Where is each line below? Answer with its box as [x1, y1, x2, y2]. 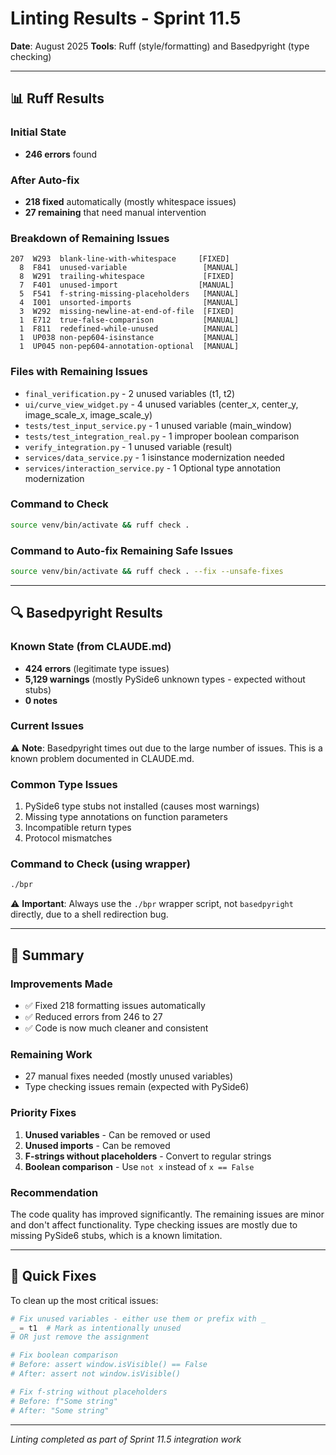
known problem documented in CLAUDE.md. [10, 752, 195, 764]
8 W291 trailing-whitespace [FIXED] [19, 272, 235, 282]
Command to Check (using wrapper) [10, 857, 192, 871]
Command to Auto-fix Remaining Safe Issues [10, 543, 234, 557]
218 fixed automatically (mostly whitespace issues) [24, 195, 237, 207]
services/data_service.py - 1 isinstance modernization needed [24, 451, 285, 463]
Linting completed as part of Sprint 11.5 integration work [10, 1433, 242, 1445]
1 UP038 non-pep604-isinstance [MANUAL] [19, 333, 240, 343]
